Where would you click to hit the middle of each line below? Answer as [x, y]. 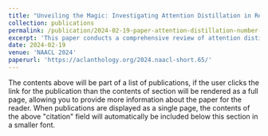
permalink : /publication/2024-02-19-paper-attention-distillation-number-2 [137, 30]
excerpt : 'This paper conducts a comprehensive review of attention [124, 38]
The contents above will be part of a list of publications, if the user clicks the [134, 82]
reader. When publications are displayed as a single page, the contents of [129, 107]
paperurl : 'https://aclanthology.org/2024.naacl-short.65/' [110, 60]
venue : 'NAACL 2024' [43, 52]
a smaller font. [32, 125]
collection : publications [51, 23]
